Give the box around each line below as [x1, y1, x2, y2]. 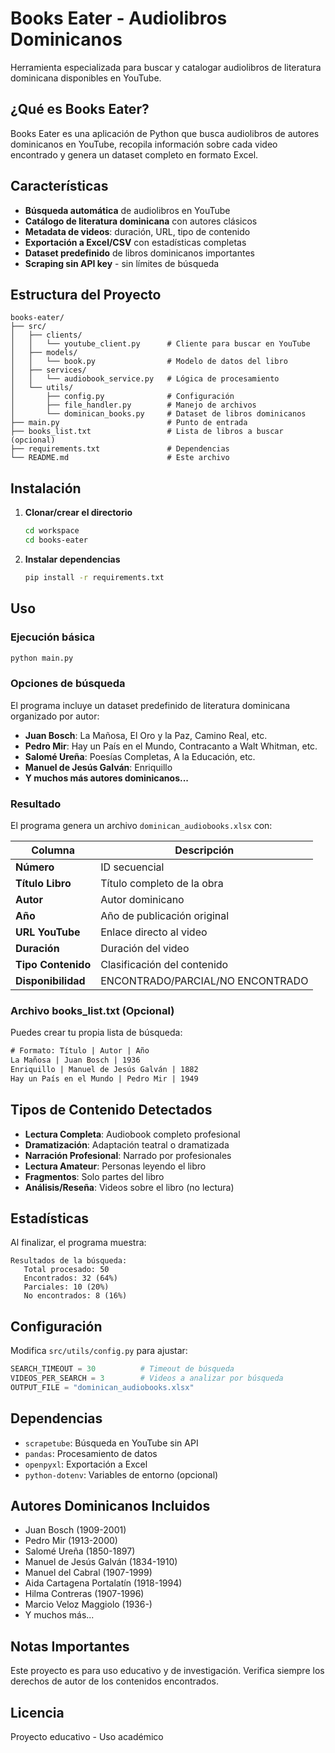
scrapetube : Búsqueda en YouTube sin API [24, 1437, 199, 1449]
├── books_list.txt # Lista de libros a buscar [10, 427, 284, 437]
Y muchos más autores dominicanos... [24, 772, 190, 784]
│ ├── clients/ [10, 330, 83, 341]
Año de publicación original [100, 908, 230, 922]
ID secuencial [100, 860, 165, 874]
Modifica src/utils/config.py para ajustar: [10, 1345, 188, 1357]
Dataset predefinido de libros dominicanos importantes [24, 247, 255, 259]
